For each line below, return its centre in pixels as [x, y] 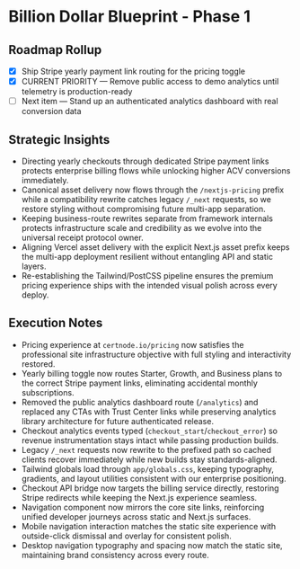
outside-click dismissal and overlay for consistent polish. [127, 536]
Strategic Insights [59, 140]
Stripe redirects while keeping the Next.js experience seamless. [139, 497]
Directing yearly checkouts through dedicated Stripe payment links [145, 161]
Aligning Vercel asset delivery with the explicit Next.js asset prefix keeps [155, 247]
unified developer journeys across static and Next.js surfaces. [136, 516]
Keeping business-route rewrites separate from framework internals [147, 218]
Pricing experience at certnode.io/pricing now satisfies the [132, 344]
